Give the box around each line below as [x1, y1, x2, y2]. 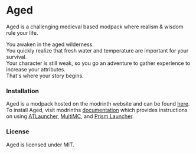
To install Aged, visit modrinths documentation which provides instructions [6, 107, 188, 114]
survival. [6, 53, 27, 60]
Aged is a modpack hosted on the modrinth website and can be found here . [6, 100, 190, 107]
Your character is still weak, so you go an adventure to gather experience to [6, 60, 191, 67]
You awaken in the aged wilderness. [6, 41, 94, 48]
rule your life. [6, 29, 38, 36]
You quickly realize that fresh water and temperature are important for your [6, 47, 189, 54]
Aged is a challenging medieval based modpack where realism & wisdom [6, 23, 184, 30]
